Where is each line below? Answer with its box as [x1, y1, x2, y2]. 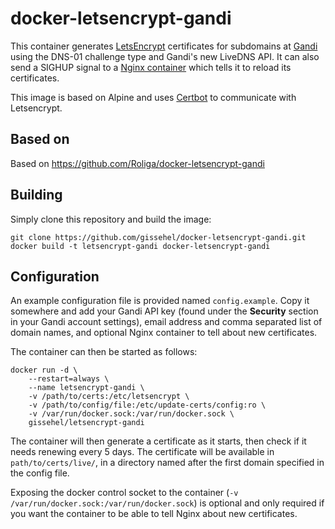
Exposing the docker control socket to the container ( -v [10, 487, 239, 499]
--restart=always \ [28, 374, 110, 384]
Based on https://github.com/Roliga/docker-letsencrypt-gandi [10, 157, 265, 169]
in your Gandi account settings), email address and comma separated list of [10, 316, 323, 328]
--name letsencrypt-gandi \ [28, 383, 145, 393]
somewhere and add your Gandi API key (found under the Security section [10, 305, 319, 317]
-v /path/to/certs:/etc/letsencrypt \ [28, 392, 190, 402]
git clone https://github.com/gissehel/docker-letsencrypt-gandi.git [10, 232, 307, 242]
